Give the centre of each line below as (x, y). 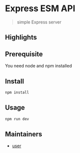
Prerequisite (24, 54)
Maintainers (24, 134)
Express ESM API (40, 9)
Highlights (21, 37)
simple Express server (39, 22)
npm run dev (17, 119)
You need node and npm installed (39, 66)
